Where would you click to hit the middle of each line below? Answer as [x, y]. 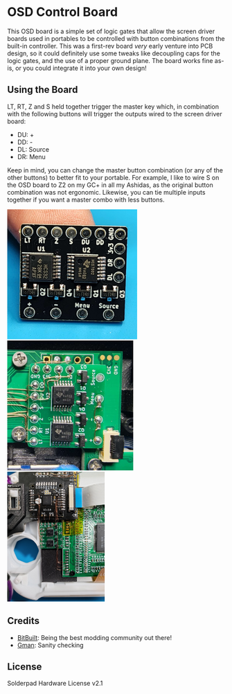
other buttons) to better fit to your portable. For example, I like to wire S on [113, 177]
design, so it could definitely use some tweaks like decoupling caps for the [114, 53]
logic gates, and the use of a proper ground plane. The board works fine [110, 60]
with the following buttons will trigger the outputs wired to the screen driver [115, 114]
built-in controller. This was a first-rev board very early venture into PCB [110, 46]
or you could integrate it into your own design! [81, 68]
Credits [24, 621]
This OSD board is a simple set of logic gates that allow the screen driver [111, 31]
